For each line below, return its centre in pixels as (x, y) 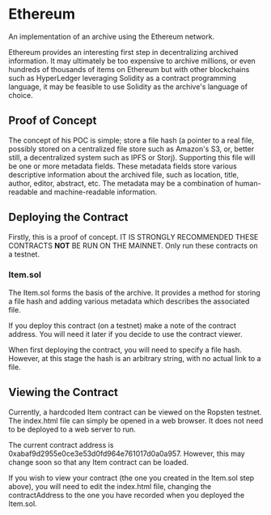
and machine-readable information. (98, 192)
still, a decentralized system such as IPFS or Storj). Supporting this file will (132, 157)
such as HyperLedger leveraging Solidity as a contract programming (123, 78)
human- (248, 183)
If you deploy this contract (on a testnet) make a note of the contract (123, 326)
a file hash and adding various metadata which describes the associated (129, 301)
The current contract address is (61, 445)
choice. (21, 95)
